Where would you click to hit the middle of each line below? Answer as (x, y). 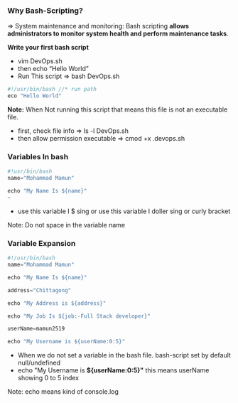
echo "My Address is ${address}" (57, 303)
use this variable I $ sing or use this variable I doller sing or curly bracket (124, 211)
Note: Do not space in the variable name (66, 225)
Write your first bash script (48, 48)
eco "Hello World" (34, 96)
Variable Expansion (42, 243)
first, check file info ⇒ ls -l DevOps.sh (73, 131)
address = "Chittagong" (39, 290)
